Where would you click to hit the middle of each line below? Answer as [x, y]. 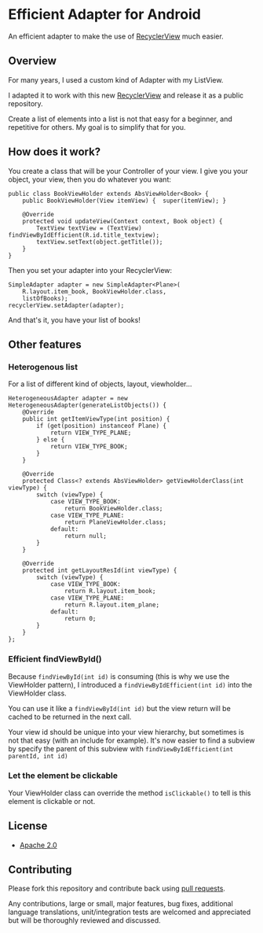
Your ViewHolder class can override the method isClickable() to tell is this [130, 793]
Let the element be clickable [63, 776]
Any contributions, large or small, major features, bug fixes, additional [121, 904]
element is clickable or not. [52, 801]
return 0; [80, 619]
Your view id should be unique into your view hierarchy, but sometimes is [126, 732]
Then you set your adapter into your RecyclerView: [90, 270]
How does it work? [55, 152]
